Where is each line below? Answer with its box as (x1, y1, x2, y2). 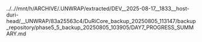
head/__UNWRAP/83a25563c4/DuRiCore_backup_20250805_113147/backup (6, 18, 196, 24)
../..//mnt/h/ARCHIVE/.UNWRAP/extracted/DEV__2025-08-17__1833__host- (6, 5, 190, 12)
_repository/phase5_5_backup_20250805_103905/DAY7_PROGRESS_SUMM (6, 24, 194, 31)
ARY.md (6, 30, 27, 37)
